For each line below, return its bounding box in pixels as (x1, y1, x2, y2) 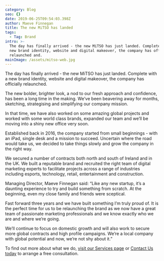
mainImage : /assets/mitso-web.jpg (5, 57, 76, 62)
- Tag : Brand (9, 35, 36, 40)
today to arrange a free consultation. (5, 251, 79, 257)
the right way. (5, 146, 33, 152)
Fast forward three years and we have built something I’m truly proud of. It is (5, 200, 159, 206)
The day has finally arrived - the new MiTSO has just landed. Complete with (5, 71, 157, 76)
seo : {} (5, 12, 21, 17)
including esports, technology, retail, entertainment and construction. (5, 171, 144, 177)
